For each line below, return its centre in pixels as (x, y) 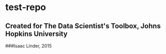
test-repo (26, 7)
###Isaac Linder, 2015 (29, 46)
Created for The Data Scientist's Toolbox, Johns (83, 26)
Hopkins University (36, 34)
